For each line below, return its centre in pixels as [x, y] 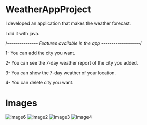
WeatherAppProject [48, 9]
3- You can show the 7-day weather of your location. [61, 73]
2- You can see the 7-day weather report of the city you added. [72, 63]
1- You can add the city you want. [40, 53]
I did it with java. [22, 33]
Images [21, 103]
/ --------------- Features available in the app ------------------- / [74, 43]
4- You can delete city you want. [39, 82]
